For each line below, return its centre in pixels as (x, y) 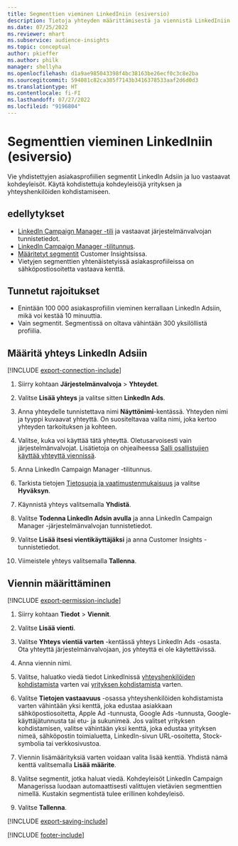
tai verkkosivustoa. (74, 744)
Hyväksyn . (34, 491)
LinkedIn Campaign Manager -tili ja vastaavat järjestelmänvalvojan (114, 231)
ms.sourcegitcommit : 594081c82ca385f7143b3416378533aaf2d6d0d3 (103, 80)
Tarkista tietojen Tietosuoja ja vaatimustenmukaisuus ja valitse (109, 483)
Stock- (212, 736)
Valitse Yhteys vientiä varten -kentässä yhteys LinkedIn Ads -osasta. (119, 642)
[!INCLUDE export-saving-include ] (58, 821)
